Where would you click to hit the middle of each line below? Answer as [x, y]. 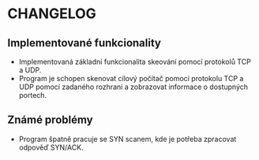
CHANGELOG [52, 14]
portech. [33, 95]
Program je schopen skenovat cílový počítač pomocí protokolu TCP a [131, 78]
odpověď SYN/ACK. [51, 147]
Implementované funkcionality [84, 43]
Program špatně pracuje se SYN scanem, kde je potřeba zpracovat [128, 139]
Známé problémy [50, 120]
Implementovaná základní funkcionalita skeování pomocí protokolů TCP [135, 61]
